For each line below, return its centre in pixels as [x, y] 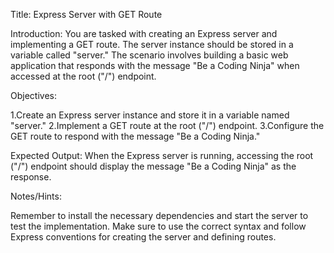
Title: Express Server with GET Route [86, 14]
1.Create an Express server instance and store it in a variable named [150, 115]
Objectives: [33, 95]
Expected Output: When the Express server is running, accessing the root [162, 155]
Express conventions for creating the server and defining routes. [143, 237]
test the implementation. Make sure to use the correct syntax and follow [158, 226]
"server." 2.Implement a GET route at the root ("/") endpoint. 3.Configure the [167, 125]
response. [31, 177]
